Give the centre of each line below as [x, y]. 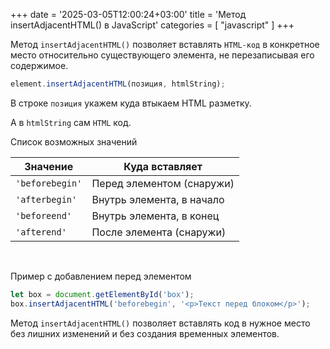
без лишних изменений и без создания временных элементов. [145, 333]
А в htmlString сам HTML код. [71, 122]
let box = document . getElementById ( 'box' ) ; [102, 294]
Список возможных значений [74, 141]
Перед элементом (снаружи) [163, 183]
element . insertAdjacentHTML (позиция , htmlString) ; [118, 84]
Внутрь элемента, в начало [158, 199]
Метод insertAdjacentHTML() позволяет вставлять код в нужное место [160, 323]
